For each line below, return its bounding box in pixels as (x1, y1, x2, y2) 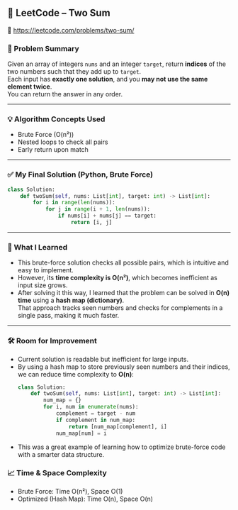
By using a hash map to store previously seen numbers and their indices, (17, 362, 230, 371)
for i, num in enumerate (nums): (43, 404, 139, 411)
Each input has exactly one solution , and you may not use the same (7, 75, 208, 84)
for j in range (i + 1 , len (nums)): (45, 206, 151, 213)
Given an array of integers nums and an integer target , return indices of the (7, 60, 227, 68)
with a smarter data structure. (17, 450, 105, 458)
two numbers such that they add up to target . (7, 67, 142, 76)
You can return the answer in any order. (7, 90, 123, 99)
